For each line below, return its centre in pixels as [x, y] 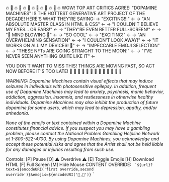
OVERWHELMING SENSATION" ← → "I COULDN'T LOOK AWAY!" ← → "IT [82, 40]
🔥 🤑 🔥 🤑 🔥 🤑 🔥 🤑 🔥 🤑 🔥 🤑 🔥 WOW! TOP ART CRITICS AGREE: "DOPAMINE [81, 8]
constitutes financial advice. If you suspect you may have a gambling [78, 128]
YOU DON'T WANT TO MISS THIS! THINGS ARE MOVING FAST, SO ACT [80, 66]
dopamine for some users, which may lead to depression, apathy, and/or [81, 108]
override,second [77, 169]
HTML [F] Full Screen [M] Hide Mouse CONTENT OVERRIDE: [68, 164]
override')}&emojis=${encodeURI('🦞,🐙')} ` [50, 174]
